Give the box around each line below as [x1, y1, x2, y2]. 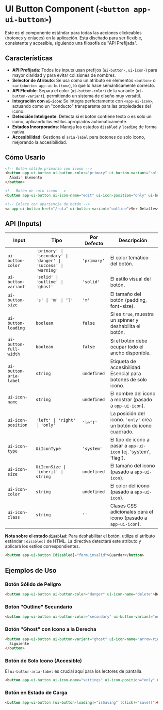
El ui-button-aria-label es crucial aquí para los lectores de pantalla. [5, 668, 143, 674]
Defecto [84, 240, 103, 247]
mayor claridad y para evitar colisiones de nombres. [12, 72, 116, 78]
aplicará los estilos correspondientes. [5, 544, 80, 549]
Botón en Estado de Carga [5, 689, 68, 696]
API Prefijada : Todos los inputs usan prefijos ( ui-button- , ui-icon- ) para [12, 67, 158, 73]
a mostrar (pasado [110, 396, 152, 403]
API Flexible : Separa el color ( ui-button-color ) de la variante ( [12, 87, 137, 93]
